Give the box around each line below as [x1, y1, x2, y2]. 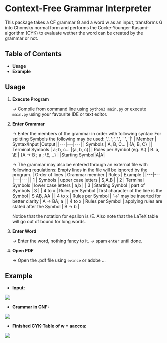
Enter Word [12, 228, 36, 234]
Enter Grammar [12, 121, 45, 127]
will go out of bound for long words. [12, 218, 86, 224]
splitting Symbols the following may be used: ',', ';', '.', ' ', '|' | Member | [12, 136, 156, 142]
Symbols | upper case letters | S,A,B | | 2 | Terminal [38, 177, 144, 183]
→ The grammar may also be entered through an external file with [12, 161, 148, 167]
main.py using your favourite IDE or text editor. [12, 111, 108, 117]
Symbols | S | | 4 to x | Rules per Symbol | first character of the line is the [12, 187, 163, 193]
